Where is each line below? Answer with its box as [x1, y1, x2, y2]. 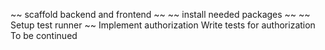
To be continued [10, 30, 78, 41]
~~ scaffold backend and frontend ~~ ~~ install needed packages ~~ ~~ [10, 9, 311, 20]
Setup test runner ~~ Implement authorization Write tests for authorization [10, 19, 316, 31]
